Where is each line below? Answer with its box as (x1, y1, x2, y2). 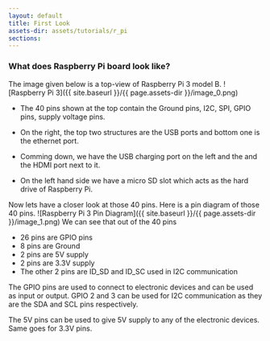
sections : (8, 34, 42, 43)
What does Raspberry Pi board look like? (8, 61, 171, 72)
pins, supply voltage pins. (19, 112, 106, 121)
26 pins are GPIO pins (19, 232, 93, 242)
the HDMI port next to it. (19, 160, 101, 170)
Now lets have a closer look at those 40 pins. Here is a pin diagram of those (8, 199, 260, 209)
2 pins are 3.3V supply (19, 258, 95, 268)
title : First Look (8, 19, 70, 27)
